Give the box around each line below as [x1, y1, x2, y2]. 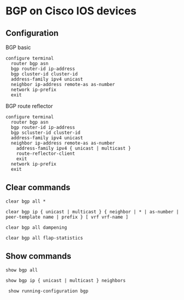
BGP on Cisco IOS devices [5, 4, 137, 18]
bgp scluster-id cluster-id [11, 130, 81, 136]
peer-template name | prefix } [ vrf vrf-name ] [5, 214, 129, 220]
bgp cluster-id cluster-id [11, 71, 78, 77]
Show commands [5, 251, 72, 261]
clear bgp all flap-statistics [5, 235, 83, 241]
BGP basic [5, 44, 31, 51]
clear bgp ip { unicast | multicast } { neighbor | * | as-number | [5, 209, 179, 215]
